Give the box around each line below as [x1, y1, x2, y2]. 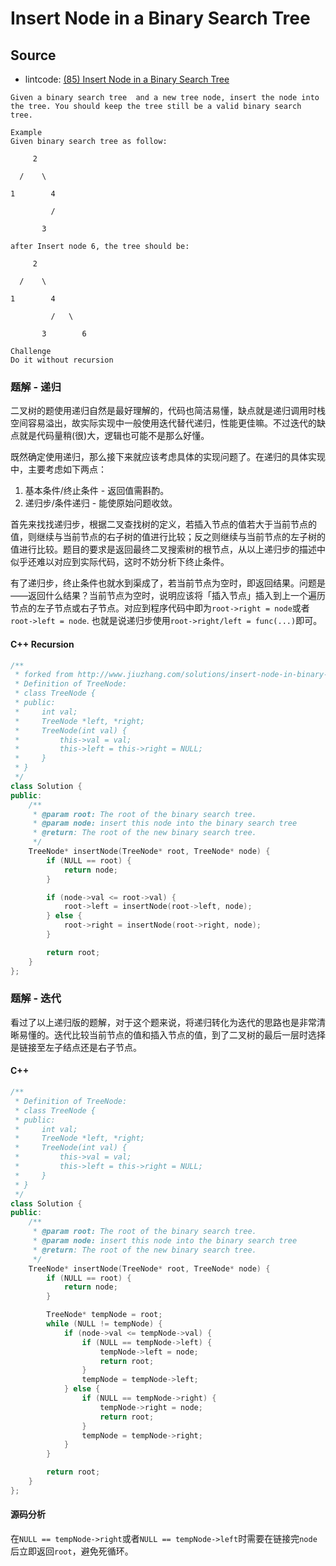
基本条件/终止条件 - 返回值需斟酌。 [24, 485, 170, 497]
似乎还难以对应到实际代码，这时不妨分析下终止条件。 [10, 556, 230, 568]
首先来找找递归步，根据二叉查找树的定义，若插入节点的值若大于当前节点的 [10, 518, 317, 531]
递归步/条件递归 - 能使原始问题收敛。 [24, 497, 178, 509]
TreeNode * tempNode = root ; [46, 1310, 163, 1320]
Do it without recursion [10, 355, 114, 365]
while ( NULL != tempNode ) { [46, 1319, 163, 1329]
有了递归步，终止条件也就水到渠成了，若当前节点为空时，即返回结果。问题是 [10, 577, 326, 589]
